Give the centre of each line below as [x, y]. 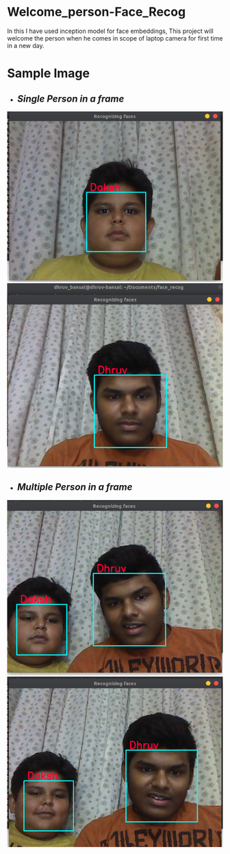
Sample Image [49, 74]
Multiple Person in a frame [75, 487]
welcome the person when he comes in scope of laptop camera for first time [115, 38]
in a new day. [26, 45]
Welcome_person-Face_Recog [97, 12]
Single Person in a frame [71, 99]
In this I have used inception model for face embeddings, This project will [110, 31]
